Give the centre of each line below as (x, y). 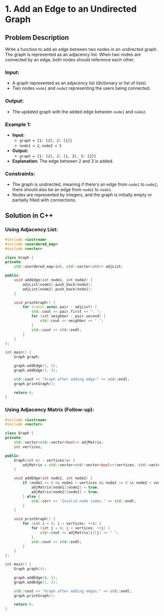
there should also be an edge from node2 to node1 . (62, 190)
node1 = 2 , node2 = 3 (41, 145)
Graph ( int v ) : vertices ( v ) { (45, 460)
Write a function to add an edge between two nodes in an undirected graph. (81, 49)
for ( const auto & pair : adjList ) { (60, 307)
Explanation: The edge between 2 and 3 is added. (63, 161)
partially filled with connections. (44, 200)
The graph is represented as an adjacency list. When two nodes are (73, 54)
